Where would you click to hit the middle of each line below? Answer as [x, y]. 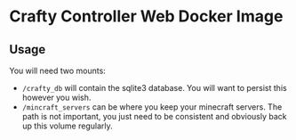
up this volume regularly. [67, 126]
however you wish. [56, 97]
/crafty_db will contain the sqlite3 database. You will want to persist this [154, 88]
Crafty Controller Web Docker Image [146, 16]
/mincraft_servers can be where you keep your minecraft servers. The [152, 107]
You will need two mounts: [58, 70]
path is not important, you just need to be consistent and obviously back [154, 116]
